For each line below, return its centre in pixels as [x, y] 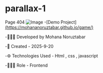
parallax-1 [26, 9]
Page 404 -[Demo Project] [41, 22]
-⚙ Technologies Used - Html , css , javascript [51, 56]
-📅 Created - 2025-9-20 [29, 46]
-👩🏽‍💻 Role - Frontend [26, 65]
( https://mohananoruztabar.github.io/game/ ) [49, 27]
